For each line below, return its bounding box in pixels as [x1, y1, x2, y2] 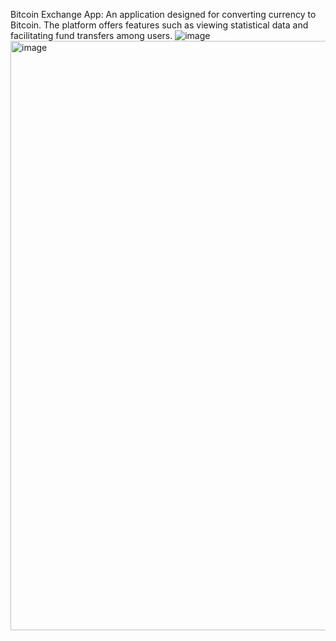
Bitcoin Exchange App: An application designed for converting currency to [10, 9, 317, 20]
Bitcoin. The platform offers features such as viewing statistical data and [10, 19, 309, 31]
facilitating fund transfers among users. [10, 30, 173, 41]
